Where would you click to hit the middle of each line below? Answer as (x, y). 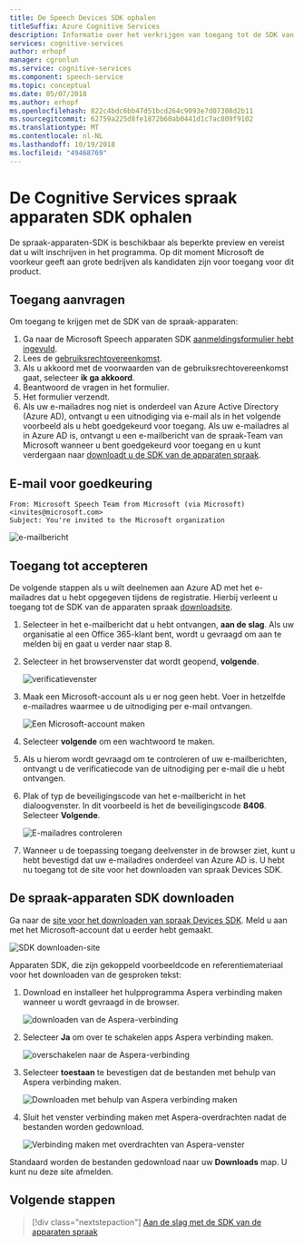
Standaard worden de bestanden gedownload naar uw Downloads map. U (148, 1162)
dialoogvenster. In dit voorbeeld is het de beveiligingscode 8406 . (145, 806)
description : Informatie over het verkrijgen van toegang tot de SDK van (152, 35)
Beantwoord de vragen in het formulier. (96, 388)
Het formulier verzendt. (66, 397)
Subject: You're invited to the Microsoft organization (117, 520)
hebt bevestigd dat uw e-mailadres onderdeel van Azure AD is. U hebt (153, 860)
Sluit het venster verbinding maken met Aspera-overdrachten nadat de (155, 1117)
